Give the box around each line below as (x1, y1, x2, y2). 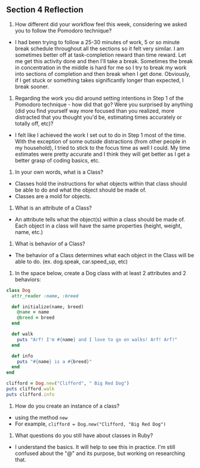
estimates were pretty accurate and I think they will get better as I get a (14, 150, 190, 158)
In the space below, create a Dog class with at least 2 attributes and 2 (14, 269, 186, 276)
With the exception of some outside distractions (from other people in (14, 137, 186, 145)
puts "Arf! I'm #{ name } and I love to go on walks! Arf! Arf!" (17, 337, 178, 343)
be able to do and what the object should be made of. (14, 186, 147, 193)
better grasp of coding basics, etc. (14, 156, 100, 164)
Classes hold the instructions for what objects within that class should (14, 180, 187, 187)
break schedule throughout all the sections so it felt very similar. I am (14, 45, 184, 52)
